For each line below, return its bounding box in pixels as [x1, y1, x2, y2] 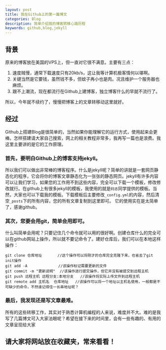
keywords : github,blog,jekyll [5, 26, 68, 31]
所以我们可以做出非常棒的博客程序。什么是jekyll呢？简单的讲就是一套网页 [5, 167, 154, 173]
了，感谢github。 [5, 204, 40, 210]
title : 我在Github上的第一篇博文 [5, 12, 68, 17]
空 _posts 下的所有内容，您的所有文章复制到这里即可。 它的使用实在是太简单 [5, 198, 158, 204]
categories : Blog [5, 16, 41, 21]
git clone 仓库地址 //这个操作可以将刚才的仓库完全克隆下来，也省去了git [5, 253, 153, 258]
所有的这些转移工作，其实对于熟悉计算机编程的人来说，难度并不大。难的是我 [5, 309, 161, 315]
